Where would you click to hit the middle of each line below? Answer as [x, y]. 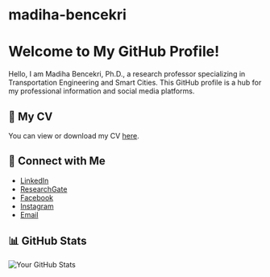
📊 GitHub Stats [48, 241]
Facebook [37, 197]
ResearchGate [44, 189]
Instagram [37, 206]
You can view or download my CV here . [74, 135]
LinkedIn [34, 180]
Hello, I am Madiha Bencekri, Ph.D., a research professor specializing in [127, 74]
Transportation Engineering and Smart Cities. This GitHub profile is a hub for [135, 83]
